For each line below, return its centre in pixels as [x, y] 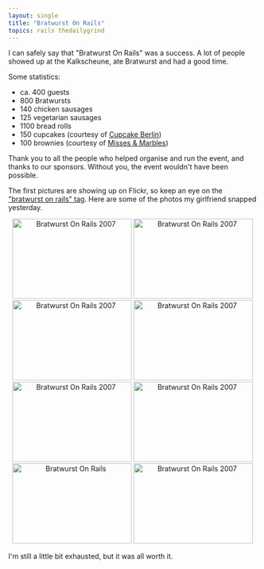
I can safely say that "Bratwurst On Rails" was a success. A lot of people [126, 53]
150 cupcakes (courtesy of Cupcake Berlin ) [91, 134]
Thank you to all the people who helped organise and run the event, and [126, 158]
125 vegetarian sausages [60, 118]
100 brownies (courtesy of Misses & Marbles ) [94, 143]
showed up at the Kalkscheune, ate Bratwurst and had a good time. [118, 61]
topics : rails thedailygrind [56, 30]
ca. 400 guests [45, 92]
